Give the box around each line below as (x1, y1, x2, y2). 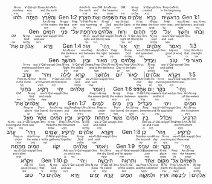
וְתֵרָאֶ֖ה (114, 157, 143, 164)
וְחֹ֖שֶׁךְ (175, 28, 192, 35)
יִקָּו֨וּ (41, 142, 72, 150)
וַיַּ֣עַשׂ (39, 100, 68, 107)
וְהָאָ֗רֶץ (40, 14, 57, 21)
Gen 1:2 (58, 14, 77, 21)
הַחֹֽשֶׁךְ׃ (60, 57, 77, 63)
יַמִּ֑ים (89, 171, 100, 178)
